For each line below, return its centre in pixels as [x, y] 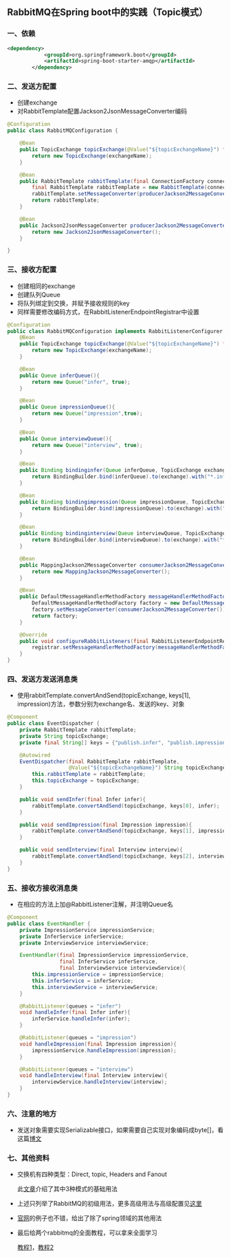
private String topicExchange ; [64, 736]
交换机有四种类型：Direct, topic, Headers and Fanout [92, 1174]
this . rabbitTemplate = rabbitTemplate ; [89, 774]
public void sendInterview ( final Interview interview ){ [101, 850]
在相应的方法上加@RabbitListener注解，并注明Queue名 [95, 904]
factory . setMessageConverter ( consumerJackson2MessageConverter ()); [130, 610]
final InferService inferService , [109, 962]
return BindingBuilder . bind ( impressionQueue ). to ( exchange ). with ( [128, 508]
